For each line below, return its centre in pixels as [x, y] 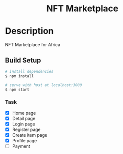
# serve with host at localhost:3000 [44, 85]
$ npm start [17, 90]
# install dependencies [29, 71]
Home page [24, 113]
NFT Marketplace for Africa [33, 45]
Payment [21, 146]
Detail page [24, 118]
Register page [26, 129]
